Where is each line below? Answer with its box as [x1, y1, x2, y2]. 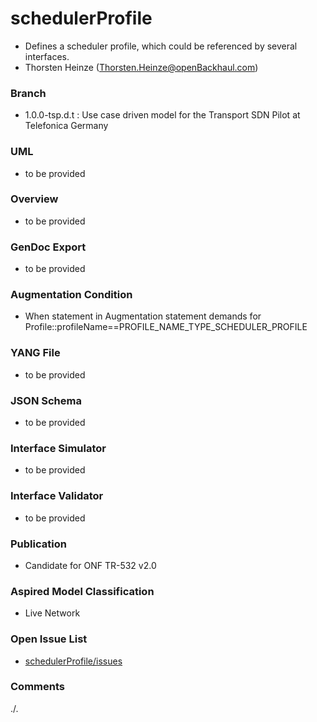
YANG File [10, 346, 61, 360]
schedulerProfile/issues [24, 655, 123, 667]
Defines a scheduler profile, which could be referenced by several [24, 40, 298, 52]
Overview [10, 192, 59, 206]
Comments [10, 680, 65, 694]
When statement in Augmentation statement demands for [24, 310, 262, 322]
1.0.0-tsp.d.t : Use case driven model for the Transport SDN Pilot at [24, 109, 301, 121]
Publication [10, 537, 67, 551]
